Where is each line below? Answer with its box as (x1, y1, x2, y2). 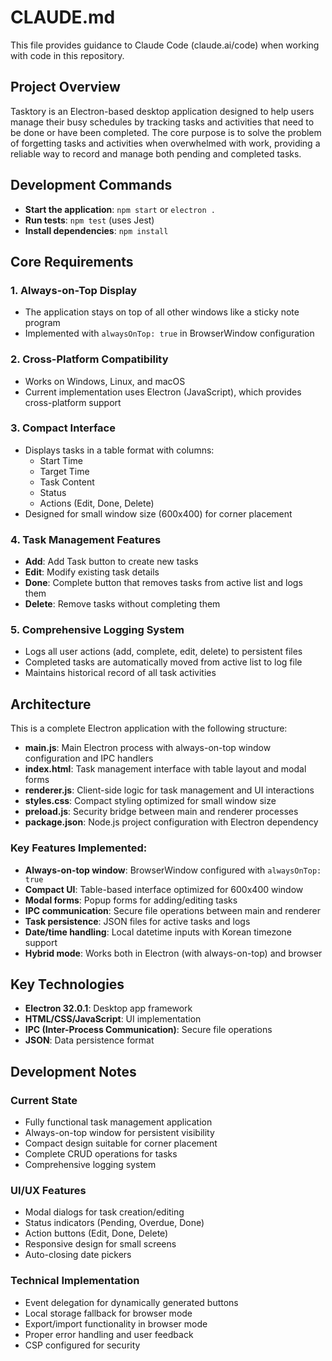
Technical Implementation (10, 1274, 140, 1288)
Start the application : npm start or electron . (24, 203, 216, 215)
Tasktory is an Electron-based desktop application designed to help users (10, 105, 315, 117)
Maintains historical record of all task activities (24, 667, 217, 679)
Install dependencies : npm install (24, 224, 169, 236)
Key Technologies (10, 976, 125, 993)
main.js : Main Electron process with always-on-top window (24, 742, 272, 754)
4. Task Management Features (10, 532, 162, 546)
